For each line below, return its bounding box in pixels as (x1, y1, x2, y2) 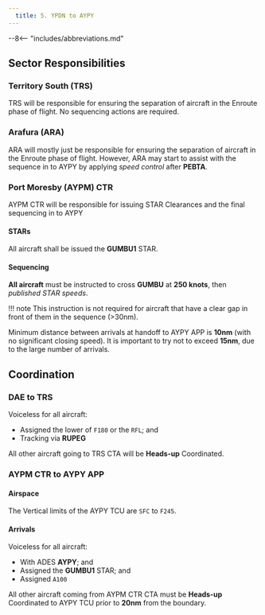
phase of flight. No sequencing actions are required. (8, 107, 180, 116)
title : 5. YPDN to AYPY (15, 11, 94, 20)
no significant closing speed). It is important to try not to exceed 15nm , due (8, 336, 255, 346)
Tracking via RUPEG (19, 434, 86, 442)
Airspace (8, 488, 40, 498)
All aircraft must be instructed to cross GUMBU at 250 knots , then (8, 280, 227, 290)
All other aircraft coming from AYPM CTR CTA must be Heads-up (8, 590, 223, 599)
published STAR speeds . (8, 288, 88, 298)
